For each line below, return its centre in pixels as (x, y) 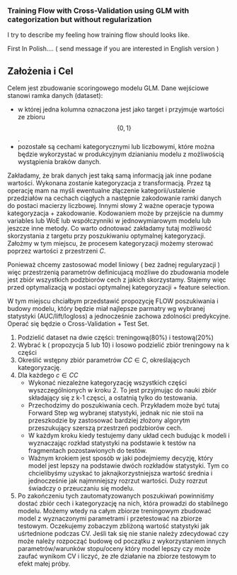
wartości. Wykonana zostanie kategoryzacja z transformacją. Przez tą (109, 183)
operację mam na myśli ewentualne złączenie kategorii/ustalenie (102, 191)
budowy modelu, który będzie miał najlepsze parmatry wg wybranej (106, 309)
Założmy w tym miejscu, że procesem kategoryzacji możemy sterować (110, 243)
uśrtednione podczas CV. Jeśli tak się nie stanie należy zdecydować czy (123, 534)
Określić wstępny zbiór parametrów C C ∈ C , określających (104, 360)
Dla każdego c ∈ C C (48, 376)
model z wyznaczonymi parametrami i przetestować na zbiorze (110, 519)
